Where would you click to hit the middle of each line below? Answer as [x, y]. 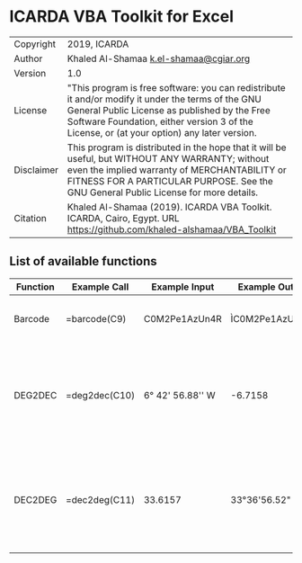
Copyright [35, 44]
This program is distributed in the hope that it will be [177, 147]
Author [28, 58]
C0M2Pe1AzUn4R [182, 318]
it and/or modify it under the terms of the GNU [164, 99]
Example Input [183, 287]
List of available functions [83, 261]
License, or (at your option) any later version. [162, 132]
